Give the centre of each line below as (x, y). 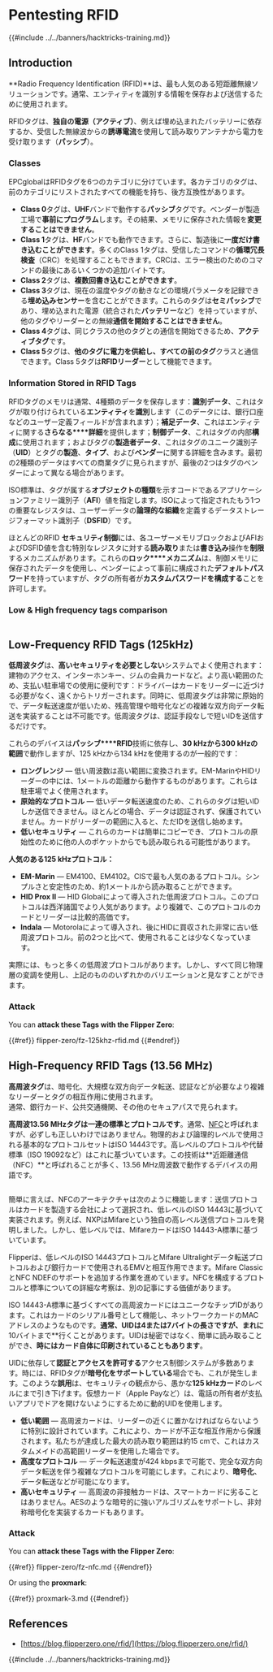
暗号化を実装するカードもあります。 (88, 1512)
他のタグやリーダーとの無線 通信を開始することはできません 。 (123, 321)
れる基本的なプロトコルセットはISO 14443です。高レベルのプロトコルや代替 (136, 1144)
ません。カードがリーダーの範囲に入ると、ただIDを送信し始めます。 (134, 821)
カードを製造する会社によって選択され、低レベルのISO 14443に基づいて (143, 1209)
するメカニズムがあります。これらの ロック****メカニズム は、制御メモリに (133, 558)
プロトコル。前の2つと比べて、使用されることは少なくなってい (140, 938)
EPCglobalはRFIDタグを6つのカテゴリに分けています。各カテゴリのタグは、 (135, 182)
